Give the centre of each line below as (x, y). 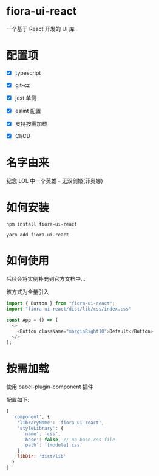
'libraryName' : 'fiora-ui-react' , (61, 423)
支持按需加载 (31, 124)
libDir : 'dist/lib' (42, 457)
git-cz (22, 85)
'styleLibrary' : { (40, 428)
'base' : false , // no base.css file (69, 440)
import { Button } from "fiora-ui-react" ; (61, 303)
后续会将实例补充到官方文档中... (46, 279)
